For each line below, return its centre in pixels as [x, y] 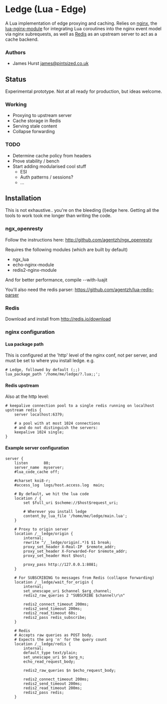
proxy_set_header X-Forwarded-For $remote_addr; [75, 551]
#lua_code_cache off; [37, 472]
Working [16, 104]
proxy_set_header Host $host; [55, 556]
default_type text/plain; [51, 653]
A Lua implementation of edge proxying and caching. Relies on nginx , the [81, 23]
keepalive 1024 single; [39, 432]
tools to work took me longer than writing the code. [59, 216]
